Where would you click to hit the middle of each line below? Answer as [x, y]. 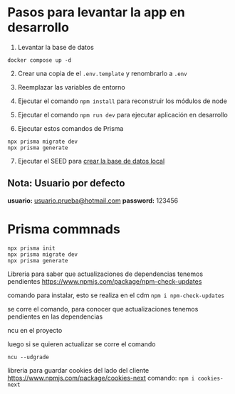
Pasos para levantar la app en [96, 12]
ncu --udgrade [28, 357]
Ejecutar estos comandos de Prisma [70, 128]
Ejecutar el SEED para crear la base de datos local [91, 161]
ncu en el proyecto [35, 330]
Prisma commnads [64, 229]
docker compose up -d [40, 60]
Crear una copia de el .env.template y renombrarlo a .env [102, 73]
